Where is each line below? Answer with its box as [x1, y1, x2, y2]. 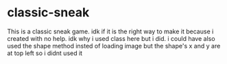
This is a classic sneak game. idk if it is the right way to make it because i [7, 27, 214, 35]
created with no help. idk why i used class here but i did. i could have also [7, 34, 215, 42]
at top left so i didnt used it [7, 49, 83, 57]
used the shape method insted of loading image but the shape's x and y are [7, 42, 221, 50]
